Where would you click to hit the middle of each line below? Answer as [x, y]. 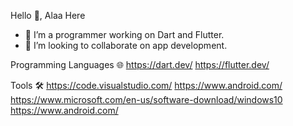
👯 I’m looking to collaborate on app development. [126, 45]
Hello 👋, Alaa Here [48, 15]
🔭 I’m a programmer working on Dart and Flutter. [124, 34]
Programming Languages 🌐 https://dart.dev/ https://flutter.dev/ [140, 64]
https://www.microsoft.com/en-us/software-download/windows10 [146, 99]
